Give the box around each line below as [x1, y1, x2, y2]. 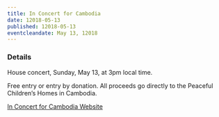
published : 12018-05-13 [7, 23, 76, 30]
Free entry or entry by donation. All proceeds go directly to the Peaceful [7, 81, 213, 90]
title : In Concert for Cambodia [7, 10, 101, 17]
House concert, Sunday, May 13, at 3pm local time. [7, 68, 153, 76]
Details [7, 53, 32, 62]
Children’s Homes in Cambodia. [7, 89, 97, 97]
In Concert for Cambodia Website [7, 102, 103, 111]
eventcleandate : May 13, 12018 [7, 29, 98, 37]
